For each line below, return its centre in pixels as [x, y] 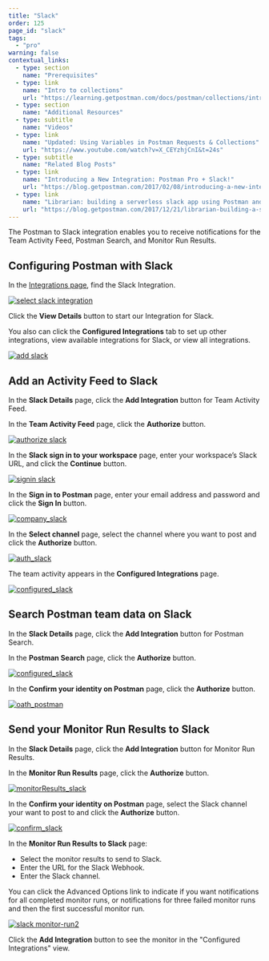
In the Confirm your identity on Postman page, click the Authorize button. [132, 689]
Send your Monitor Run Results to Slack [109, 730]
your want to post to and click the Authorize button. [94, 812]
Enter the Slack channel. [60, 876]
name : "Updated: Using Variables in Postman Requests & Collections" [141, 142]
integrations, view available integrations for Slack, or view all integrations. [129, 340]
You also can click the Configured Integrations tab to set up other [117, 332]
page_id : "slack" [37, 30]
